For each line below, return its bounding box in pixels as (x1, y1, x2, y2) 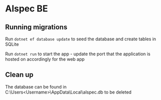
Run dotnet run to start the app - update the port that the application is (5, 51, 151, 57)
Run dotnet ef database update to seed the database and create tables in (5, 36, 157, 42)
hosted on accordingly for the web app (5, 56, 85, 62)
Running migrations (5, 23, 68, 31)
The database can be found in (5, 84, 67, 90)
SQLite (5, 41, 19, 47)
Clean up (5, 71, 34, 79)
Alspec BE (5, 3, 48, 14)
